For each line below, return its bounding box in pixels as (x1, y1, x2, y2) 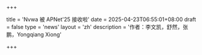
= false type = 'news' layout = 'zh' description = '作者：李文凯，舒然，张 (6, 24, 189, 30)
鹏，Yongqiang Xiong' (6, 31, 62, 38)
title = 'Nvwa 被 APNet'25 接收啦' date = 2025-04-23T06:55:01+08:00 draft (6, 16, 197, 23)
